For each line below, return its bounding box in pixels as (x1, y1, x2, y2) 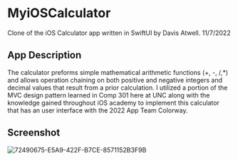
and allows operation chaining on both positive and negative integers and (7, 76, 223, 84)
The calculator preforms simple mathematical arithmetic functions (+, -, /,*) (7, 68, 229, 76)
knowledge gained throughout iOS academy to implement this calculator (7, 98, 219, 107)
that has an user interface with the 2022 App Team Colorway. (7, 105, 188, 115)
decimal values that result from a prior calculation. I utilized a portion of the (7, 83, 228, 92)
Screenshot (7, 127, 61, 139)
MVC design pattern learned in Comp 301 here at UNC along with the (7, 90, 210, 99)
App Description (7, 49, 82, 61)
